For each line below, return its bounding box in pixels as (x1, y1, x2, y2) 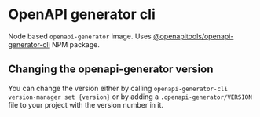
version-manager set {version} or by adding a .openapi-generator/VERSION (8, 92, 253, 101)
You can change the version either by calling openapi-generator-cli (8, 83, 228, 93)
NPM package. (52, 39, 100, 49)
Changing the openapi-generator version (8, 63, 214, 76)
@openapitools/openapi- (152, 31, 234, 41)
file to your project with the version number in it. (8, 100, 163, 109)
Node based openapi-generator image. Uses (8, 31, 152, 41)
